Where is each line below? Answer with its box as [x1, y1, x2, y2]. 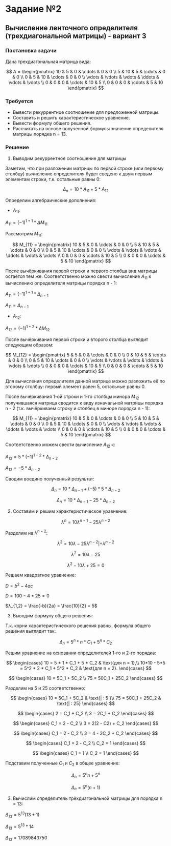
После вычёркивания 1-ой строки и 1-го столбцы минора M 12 [5, 393, 139, 400]
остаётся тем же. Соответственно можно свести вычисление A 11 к [5, 273, 152, 281]
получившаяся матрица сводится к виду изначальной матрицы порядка [5, 400, 163, 406]
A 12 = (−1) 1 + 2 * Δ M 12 [5, 324, 50, 332]
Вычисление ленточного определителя [5, 24, 138, 32]
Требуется [5, 97, 33, 105]
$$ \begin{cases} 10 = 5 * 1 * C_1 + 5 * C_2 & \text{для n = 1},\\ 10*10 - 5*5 [6, 660, 166, 666]
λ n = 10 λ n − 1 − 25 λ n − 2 [61, 518, 111, 525]
